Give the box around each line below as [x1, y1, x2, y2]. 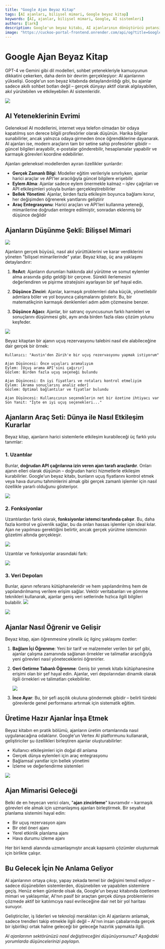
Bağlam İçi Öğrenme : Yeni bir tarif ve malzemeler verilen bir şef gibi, [12, 645, 151, 652]
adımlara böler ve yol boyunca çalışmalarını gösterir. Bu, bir [12, 294, 132, 300]
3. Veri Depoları [5, 572, 43, 579]
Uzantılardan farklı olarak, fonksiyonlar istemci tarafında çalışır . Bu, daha [5, 516, 155, 522]
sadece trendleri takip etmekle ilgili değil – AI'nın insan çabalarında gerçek [5, 918, 155, 924]
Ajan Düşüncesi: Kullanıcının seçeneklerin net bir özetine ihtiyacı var [5, 396, 160, 400]
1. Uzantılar [5, 451, 32, 458]
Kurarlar [5, 421, 31, 429]
